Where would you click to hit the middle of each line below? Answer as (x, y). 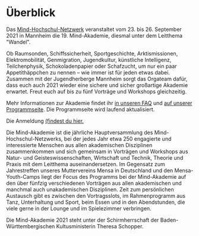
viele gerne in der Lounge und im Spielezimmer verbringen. (79, 208)
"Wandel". (18, 42)
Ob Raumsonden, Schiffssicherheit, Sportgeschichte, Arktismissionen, (92, 53)
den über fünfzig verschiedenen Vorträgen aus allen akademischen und (94, 183)
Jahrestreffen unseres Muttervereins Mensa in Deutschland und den (90, 170)
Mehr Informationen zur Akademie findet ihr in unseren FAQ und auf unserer (99, 103)
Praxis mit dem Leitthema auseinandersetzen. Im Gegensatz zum (86, 164)
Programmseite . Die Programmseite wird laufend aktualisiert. (80, 109)
